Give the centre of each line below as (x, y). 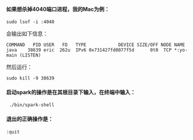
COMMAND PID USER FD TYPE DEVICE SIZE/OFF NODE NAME (96, 45)
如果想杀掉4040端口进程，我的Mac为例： (58, 9)
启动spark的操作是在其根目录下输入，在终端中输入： (71, 92)
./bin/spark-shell (32, 105)
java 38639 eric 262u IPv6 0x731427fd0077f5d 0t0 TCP (89, 50)
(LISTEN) (30, 55)
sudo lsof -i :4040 (30, 22)
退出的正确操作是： (30, 119)
